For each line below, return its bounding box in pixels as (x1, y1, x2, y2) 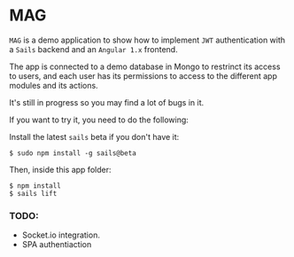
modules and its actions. (9, 80, 99, 90)
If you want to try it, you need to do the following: (9, 114, 189, 125)
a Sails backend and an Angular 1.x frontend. (9, 43, 179, 54)
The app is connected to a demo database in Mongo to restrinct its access (9, 61, 281, 72)
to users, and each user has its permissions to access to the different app (9, 70, 277, 81)
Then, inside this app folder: (9, 164, 112, 175)
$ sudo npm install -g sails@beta (9, 148, 137, 158)
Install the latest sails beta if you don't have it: (9, 131, 180, 142)
